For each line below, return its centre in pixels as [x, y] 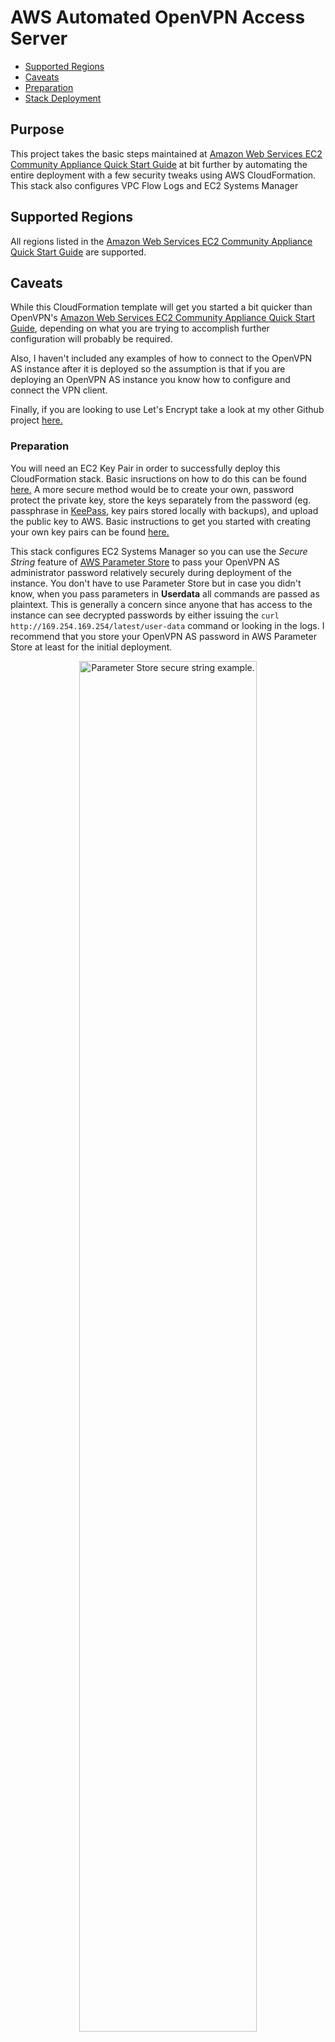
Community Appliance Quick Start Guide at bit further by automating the [159, 164]
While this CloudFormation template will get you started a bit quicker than [161, 307]
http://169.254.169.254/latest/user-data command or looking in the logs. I [167, 625]
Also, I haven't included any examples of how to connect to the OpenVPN [161, 358]
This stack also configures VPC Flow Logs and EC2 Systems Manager [154, 185]
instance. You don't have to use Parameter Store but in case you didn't [156, 583]
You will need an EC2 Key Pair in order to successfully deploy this [145, 468]
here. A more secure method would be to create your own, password [152, 489]
